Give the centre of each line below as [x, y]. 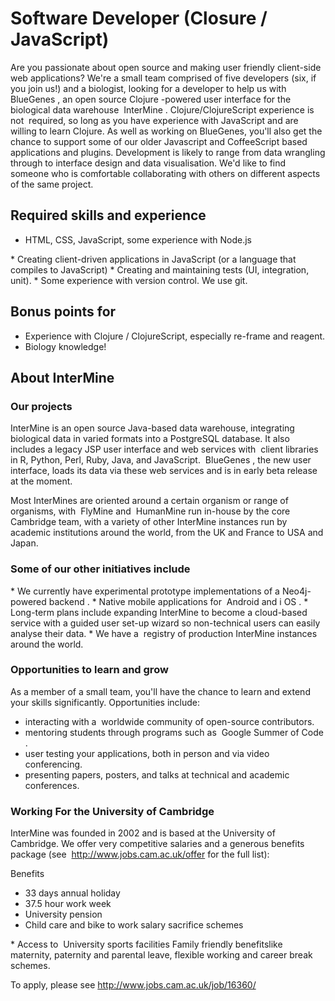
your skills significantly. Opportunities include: [105, 702]
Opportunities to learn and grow [89, 670]
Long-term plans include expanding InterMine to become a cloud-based [159, 612]
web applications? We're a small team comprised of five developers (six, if [163, 78]
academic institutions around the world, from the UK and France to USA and [167, 533]
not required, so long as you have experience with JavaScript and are [154, 120]
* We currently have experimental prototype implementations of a [145, 591]
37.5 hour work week [68, 904]
